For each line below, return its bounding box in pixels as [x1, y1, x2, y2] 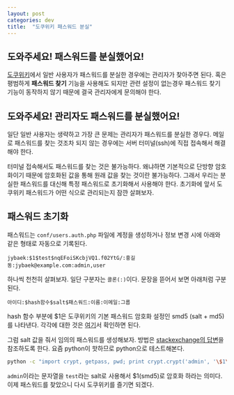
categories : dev [7, 17, 54, 24]
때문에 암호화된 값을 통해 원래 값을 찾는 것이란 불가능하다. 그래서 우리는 [25, 171, 219, 179]
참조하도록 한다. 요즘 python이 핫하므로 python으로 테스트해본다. [7, 344, 185, 353]
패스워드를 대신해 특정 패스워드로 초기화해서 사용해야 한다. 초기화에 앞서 [19, 180, 216, 188]
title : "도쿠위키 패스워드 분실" [7, 23, 93, 30]
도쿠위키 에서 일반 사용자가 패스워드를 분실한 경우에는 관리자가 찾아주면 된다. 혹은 [7, 70, 227, 79]
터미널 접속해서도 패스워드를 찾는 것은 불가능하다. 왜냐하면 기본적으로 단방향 [7, 162, 214, 171]
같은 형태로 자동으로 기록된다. [7, 239, 88, 247]
